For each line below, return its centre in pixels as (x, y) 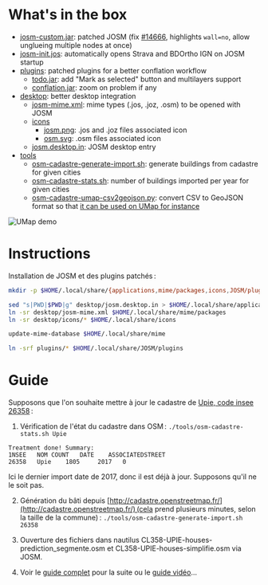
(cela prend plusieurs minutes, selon (197, 509)
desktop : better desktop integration (78, 96)
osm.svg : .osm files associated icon (102, 138)
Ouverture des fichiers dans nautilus (79, 540)
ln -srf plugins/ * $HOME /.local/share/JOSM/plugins (96, 348)
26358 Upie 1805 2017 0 (67, 462)
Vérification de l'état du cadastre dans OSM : (93, 426)
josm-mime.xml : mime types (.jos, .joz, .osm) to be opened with (136, 104)
